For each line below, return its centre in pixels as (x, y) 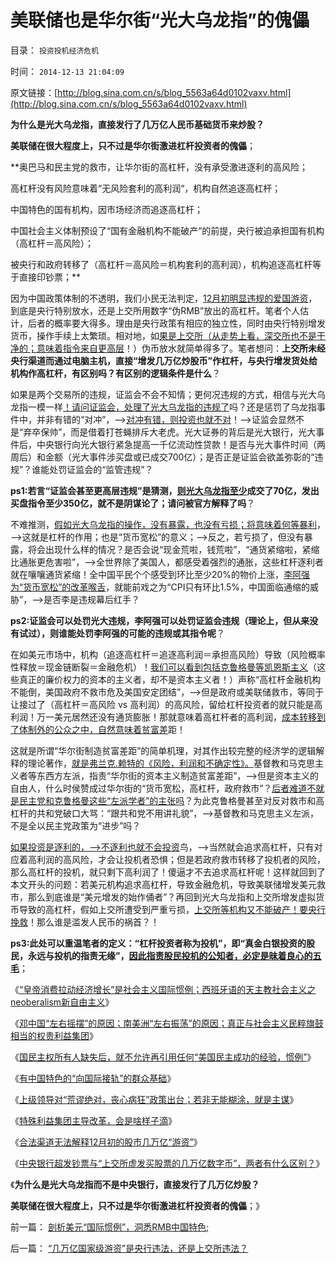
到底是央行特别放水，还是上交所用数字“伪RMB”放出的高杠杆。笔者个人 (155, 310)
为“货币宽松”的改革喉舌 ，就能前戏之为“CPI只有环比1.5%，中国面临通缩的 (160, 587)
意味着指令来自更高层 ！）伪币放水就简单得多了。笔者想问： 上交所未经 (181, 348)
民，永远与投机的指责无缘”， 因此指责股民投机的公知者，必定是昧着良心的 (161, 955)
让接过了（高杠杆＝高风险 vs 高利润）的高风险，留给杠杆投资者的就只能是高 (166, 704)
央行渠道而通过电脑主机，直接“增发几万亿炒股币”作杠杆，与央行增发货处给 (164, 360)
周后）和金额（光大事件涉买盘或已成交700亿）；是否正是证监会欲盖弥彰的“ (162, 457)
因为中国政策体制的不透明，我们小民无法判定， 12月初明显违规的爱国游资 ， (164, 298)
